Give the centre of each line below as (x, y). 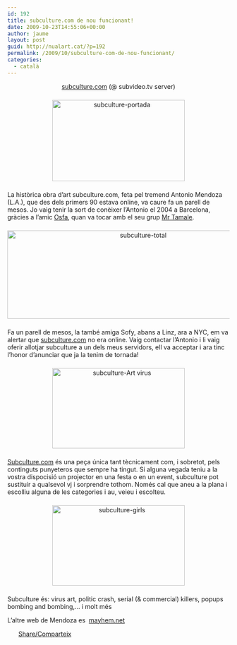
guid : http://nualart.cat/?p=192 (56, 47)
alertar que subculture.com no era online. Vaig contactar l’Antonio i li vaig (114, 339)
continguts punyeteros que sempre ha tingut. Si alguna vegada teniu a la (113, 469)
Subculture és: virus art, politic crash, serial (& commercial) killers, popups (115, 599)
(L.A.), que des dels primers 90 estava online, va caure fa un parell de (109, 202)
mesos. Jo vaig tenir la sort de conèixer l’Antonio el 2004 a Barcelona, (109, 210)
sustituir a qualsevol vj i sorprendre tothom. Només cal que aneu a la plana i (117, 484)
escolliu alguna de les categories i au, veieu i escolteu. (86, 492)
